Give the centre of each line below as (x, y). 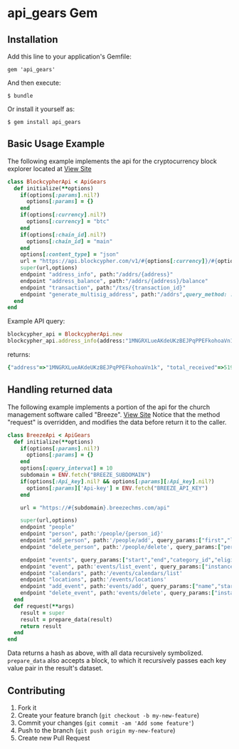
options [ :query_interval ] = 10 (67, 468)
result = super (43, 613)
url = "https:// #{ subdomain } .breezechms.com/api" (95, 507)
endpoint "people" (47, 527)
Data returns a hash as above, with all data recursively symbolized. (105, 653)
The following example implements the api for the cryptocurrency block (112, 161)
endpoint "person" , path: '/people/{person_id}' (92, 534)
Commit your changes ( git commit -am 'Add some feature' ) (106, 723)
